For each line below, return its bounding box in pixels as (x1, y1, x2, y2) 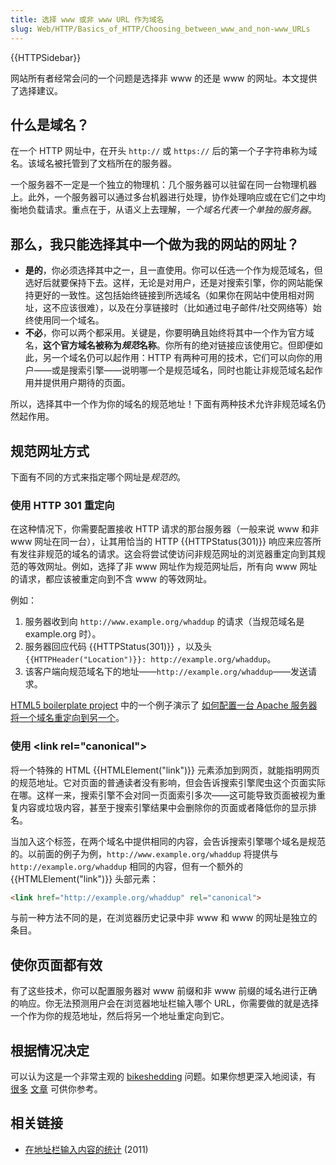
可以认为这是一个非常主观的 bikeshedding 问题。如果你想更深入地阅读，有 (10, 1071, 317, 1083)
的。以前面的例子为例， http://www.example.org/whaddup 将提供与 (10, 847, 279, 860)
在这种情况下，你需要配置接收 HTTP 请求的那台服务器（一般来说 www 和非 (10, 523, 320, 535)
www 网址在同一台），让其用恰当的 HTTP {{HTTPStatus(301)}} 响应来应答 (10, 536, 313, 548)
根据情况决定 (10, 1042, 90, 1059)
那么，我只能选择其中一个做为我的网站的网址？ (10, 236, 300, 253)
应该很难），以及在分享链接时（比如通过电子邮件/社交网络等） (59, 302, 313, 314)
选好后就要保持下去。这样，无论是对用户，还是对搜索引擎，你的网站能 (24, 277, 315, 289)
